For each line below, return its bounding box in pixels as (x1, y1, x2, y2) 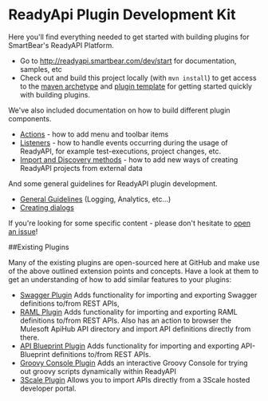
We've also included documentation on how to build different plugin (8, 105, 231, 115)
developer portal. (19, 383, 77, 393)
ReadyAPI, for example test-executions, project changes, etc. (19, 146, 222, 156)
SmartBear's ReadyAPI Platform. (8, 40, 114, 50)
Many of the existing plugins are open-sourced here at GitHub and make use (8, 257, 260, 267)
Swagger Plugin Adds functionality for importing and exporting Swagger (19, 290, 258, 300)
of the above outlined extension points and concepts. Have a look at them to (8, 266, 259, 276)
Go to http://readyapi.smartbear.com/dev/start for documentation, (19, 56, 237, 66)
